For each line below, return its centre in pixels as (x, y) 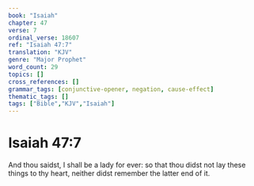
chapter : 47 (28, 23)
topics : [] (26, 74)
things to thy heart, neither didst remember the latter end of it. (109, 173)
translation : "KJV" (40, 52)
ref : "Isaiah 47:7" (40, 45)
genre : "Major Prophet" (47, 60)
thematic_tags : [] (38, 97)
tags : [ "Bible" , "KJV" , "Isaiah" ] (61, 104)
